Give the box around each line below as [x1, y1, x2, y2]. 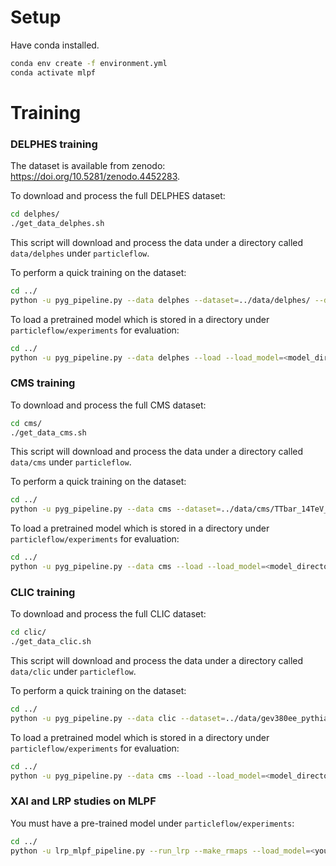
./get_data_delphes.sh [10, 219, 105, 229]
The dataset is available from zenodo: [10, 160, 166, 172]
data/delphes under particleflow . [10, 247, 150, 259]
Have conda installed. [10, 39, 100, 51]
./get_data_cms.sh [10, 427, 87, 438]
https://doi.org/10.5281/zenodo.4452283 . [10, 171, 181, 183]
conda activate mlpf [10, 67, 97, 78]
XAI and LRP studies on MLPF [10, 794, 157, 808]
